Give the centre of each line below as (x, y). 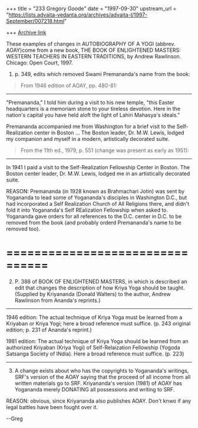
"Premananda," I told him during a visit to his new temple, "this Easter (90, 102)
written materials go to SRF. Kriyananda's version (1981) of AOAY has (98, 383)
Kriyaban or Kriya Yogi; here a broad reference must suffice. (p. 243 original (98, 323)
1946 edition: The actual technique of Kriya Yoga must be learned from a (94, 317)
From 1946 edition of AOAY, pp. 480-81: (69, 85)
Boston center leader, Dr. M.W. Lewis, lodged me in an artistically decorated (98, 174)
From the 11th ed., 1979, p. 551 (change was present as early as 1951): (105, 150)
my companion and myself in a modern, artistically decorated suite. (88, 139)
